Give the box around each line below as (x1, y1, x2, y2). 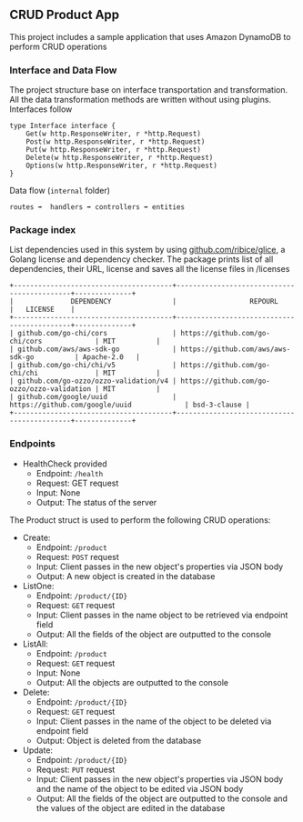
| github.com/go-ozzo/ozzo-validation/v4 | (9, 376, 177, 386)
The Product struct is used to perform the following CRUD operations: (9, 514, 271, 526)
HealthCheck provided (22, 458, 107, 469)
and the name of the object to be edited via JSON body (35, 783, 244, 794)
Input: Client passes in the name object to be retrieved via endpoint (35, 609, 288, 620)
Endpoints (9, 437, 56, 450)
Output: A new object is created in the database (35, 570, 216, 581)
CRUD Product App (9, 7, 120, 23)
